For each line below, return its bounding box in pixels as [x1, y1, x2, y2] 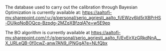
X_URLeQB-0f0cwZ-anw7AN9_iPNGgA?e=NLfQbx [5, 40, 108, 46]
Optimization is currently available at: [5, 9, 81, 15]
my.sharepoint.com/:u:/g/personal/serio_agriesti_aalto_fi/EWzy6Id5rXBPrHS [5, 15, 161, 20]
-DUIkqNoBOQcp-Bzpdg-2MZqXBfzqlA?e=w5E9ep [5, 20, 111, 26]
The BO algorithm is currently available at [5, 30, 90, 35]
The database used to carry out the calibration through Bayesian [5, 4, 138, 10]
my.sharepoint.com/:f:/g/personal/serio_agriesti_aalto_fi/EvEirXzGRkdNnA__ [5, 35, 161, 41]
